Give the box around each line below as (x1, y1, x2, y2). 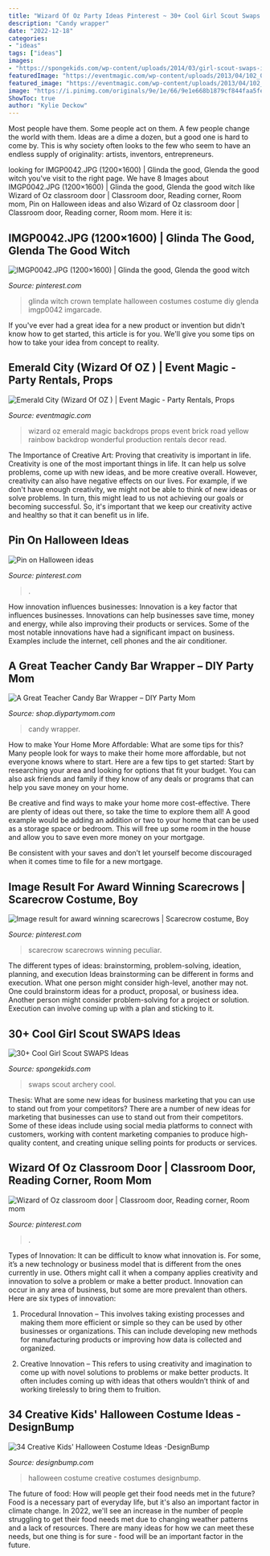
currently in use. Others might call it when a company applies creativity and (8, 1268, 259, 1277)
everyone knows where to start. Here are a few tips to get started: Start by (8, 757, 255, 767)
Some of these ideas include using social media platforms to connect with (8, 1121, 253, 1130)
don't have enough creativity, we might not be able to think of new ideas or (8, 484, 257, 494)
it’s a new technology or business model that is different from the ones (8, 1259, 242, 1268)
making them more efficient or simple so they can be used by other (19, 1318, 243, 1327)
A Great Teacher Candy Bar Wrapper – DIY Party (8, 659, 255, 672)
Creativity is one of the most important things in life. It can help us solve (8, 458, 247, 468)
